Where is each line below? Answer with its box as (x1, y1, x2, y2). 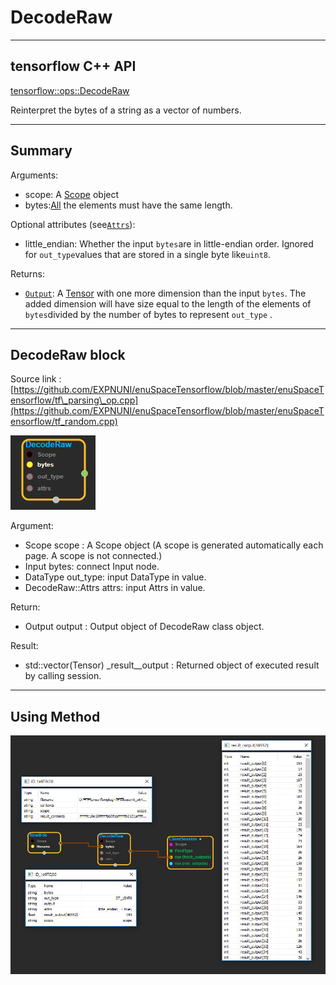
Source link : (10, 373, 62, 385)
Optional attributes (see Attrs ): (10, 218, 136, 230)
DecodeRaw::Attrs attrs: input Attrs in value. (24, 582, 206, 594)
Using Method (10, 708, 101, 725)
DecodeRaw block (10, 346, 126, 363)
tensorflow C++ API (10, 58, 137, 75)
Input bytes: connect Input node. (24, 561, 160, 573)
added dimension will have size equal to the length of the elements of (24, 297, 312, 310)
